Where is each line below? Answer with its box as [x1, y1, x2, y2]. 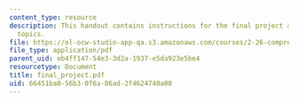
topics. [17, 29, 46, 38]
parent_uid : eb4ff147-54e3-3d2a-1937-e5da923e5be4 [9, 54, 200, 63]
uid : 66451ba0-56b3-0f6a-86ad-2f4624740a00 [9, 79, 173, 88]
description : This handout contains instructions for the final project [9, 21, 284, 30]
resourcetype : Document [9, 63, 98, 72]
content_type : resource [9, 12, 98, 22]
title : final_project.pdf [9, 71, 105, 80]
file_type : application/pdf [9, 46, 114, 55]
